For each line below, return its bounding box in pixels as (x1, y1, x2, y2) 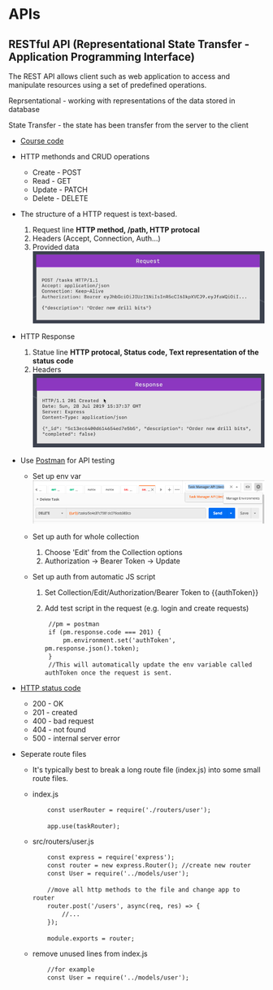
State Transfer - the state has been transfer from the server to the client (8, 120, 249, 130)
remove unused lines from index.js (32, 949, 148, 959)
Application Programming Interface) (8, 50, 195, 63)
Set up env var (32, 471, 82, 480)
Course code (19, 136, 64, 145)
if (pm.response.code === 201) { (48, 628, 162, 636)
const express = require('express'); (47, 853, 175, 862)
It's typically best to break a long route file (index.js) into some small (32, 765, 262, 775)
